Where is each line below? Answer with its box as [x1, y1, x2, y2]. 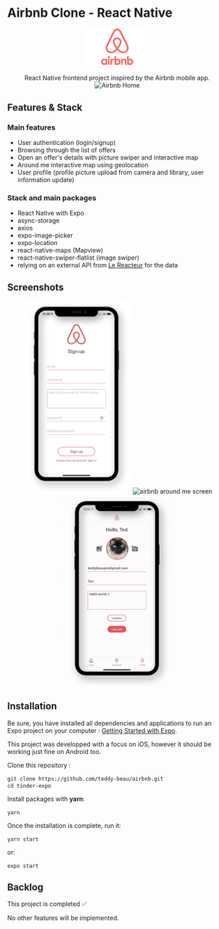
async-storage [17, 216, 60, 225]
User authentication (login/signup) [17, 139, 116, 146]
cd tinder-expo [7, 782, 52, 789]
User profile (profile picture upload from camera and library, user [17, 168, 204, 176]
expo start [7, 862, 39, 869]
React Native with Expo [17, 209, 85, 218]
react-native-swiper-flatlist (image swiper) [17, 253, 139, 262]
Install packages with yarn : [7, 795, 85, 803]
